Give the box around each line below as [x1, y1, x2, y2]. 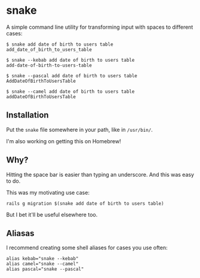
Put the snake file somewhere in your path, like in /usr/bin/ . [6, 126, 153, 133]
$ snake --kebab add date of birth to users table [6, 57, 135, 63]
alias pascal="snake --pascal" [6, 266, 84, 273]
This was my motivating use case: [6, 189, 90, 196]
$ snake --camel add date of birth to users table [6, 88, 135, 95]
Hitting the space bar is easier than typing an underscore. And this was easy [6, 171, 195, 178]
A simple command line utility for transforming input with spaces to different [6, 23, 193, 31]
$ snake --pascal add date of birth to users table [6, 72, 137, 78]
